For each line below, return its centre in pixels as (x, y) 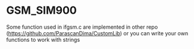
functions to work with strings (43, 39)
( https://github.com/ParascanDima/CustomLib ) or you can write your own (97, 33)
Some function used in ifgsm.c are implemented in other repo (82, 27)
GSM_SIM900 (41, 10)
